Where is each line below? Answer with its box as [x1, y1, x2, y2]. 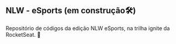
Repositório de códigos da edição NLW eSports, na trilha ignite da [5, 24, 170, 32]
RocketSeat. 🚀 [5, 31, 41, 38]
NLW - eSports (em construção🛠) [5, 5, 137, 16]
